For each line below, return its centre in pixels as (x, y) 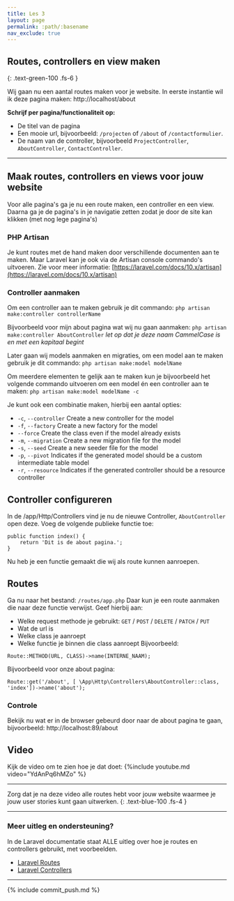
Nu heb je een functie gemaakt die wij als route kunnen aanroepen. (103, 562)
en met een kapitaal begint (46, 342)
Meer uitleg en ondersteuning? (61, 826)
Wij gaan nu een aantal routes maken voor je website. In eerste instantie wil (115, 92)
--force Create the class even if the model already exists (99, 433)
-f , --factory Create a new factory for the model (87, 426)
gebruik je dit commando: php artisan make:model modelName (95, 363)
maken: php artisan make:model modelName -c (73, 392)
